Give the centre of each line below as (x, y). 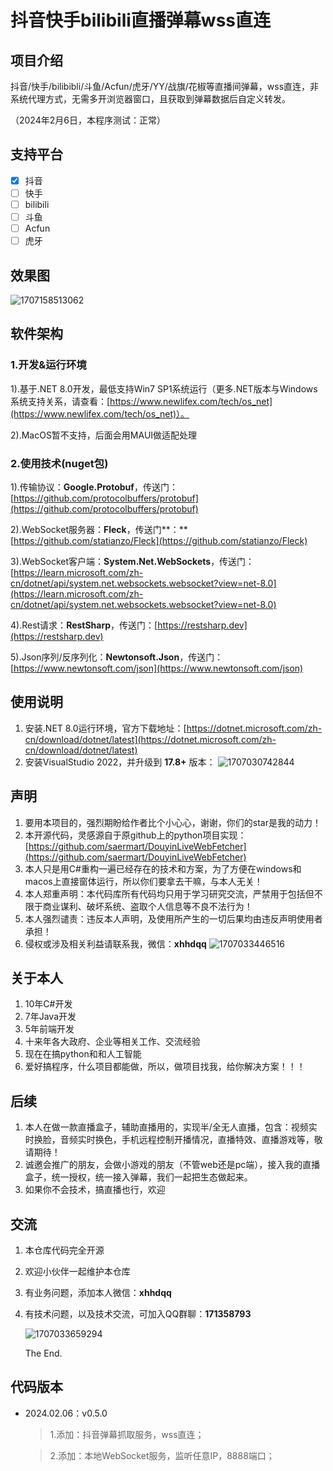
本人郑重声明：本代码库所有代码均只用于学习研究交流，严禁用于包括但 (169, 893)
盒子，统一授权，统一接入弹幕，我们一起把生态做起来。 (138, 1177)
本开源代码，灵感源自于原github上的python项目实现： (135, 835)
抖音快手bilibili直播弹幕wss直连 (140, 20)
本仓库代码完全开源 (64, 1250)
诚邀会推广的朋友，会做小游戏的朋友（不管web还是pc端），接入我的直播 (172, 1165)
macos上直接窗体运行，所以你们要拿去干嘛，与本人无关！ (143, 881)
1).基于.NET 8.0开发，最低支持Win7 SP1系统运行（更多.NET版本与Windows (164, 388)
